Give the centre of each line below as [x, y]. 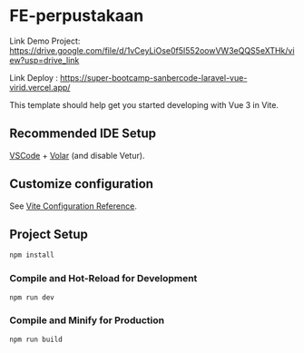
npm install [32, 255]
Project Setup [49, 234]
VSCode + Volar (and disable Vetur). [77, 155]
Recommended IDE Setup [83, 134]
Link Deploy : [34, 77]
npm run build [36, 339]
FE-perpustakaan [77, 16]
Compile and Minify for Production [87, 320]
